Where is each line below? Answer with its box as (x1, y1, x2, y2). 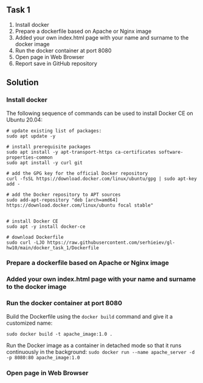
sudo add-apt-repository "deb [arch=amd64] (6, 197, 119, 203)
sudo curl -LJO (6, 240, 45, 246)
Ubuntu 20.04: (6, 116, 43, 123)
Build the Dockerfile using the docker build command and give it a (6, 312, 173, 320)
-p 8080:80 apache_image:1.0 (6, 354, 80, 361)
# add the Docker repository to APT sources (6, 191, 121, 198)
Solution (6, 77, 39, 88)
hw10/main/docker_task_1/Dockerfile (6, 244, 99, 251)
